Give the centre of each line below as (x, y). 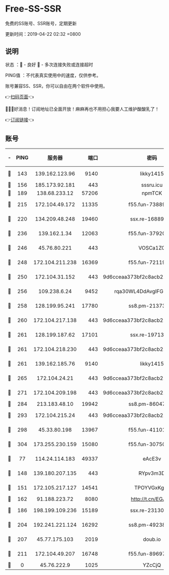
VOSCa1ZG (152, 248)
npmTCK (152, 193)
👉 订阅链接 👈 (20, 119)
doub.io (152, 539)
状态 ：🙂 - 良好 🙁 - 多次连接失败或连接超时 (49, 64)
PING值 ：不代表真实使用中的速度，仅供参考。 (53, 75)
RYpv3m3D (152, 473)
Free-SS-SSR (33, 9)
